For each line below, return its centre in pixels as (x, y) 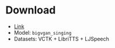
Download (31, 10)
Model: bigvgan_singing (43, 32)
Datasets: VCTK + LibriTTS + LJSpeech (61, 39)
